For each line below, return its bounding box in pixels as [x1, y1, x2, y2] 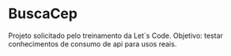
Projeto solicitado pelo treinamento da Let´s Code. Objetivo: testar [8, 31, 224, 40]
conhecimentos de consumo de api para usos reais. [8, 39, 177, 48]
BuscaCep [8, 5, 78, 23]
